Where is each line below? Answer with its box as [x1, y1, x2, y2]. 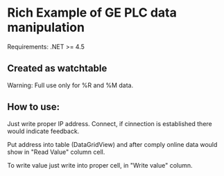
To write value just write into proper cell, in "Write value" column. [7, 161, 193, 169]
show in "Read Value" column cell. [7, 148, 105, 156]
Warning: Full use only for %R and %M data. [7, 81, 134, 89]
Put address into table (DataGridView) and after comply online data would [7, 140, 218, 148]
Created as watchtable [7, 62, 107, 74]
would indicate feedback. [7, 127, 80, 135]
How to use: [7, 101, 60, 113]
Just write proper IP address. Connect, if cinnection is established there [7, 119, 213, 127]
